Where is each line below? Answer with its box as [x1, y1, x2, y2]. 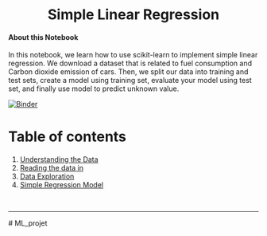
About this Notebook [8, 32, 79, 41]
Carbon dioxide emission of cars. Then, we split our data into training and [8, 67, 249, 77]
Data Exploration [19, 171, 75, 181]
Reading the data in [19, 163, 84, 172]
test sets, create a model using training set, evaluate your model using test [8, 76, 252, 85]
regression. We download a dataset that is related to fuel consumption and [8, 58, 253, 69]
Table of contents [8, 128, 127, 145]
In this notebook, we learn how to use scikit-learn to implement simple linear [8, 50, 258, 60]
